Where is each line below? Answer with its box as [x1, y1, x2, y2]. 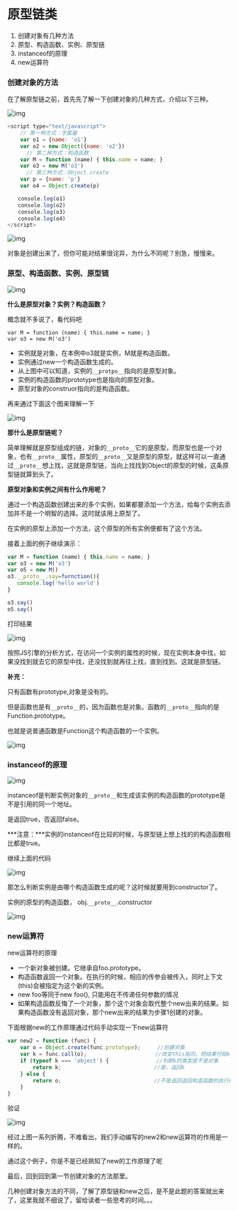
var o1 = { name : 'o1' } [20, 136, 87, 143]
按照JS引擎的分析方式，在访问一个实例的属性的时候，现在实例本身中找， [7, 648, 220, 657]
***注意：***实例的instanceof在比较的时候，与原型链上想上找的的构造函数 [7, 830, 225, 838]
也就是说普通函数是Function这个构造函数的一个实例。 [7, 726, 163, 735]
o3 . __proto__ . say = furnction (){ [7, 573, 100, 580]
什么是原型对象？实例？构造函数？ [7, 300, 107, 308]
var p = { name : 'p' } [20, 175, 81, 183]
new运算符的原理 [7, 949, 57, 957]
